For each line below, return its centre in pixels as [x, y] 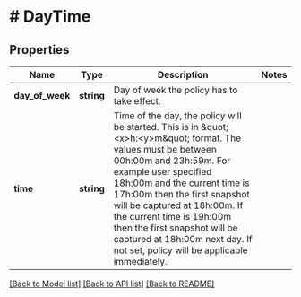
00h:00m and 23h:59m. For [172, 161]
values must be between [165, 149]
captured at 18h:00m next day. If [183, 239]
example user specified [163, 172]
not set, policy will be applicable [181, 250]
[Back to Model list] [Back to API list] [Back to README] [112, 284]
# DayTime [50, 17]
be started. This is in [156, 127]
